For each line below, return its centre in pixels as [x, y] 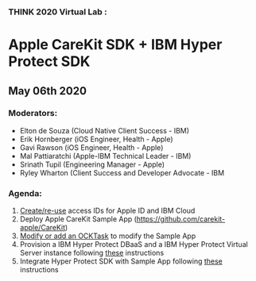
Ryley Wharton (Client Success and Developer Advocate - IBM [122, 172]
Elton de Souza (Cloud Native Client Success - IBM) [104, 130]
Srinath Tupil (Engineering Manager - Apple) [92, 164]
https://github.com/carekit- [181, 219]
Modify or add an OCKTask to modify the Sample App [108, 236]
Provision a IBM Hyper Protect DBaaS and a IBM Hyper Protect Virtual [134, 244]
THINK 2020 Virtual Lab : [58, 12]
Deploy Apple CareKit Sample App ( [78, 219]
